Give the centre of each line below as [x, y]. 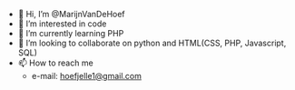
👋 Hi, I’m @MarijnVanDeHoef [71, 14]
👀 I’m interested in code [62, 24]
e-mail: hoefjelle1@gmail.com [87, 76]
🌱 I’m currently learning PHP [71, 33]
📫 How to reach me [55, 63]
